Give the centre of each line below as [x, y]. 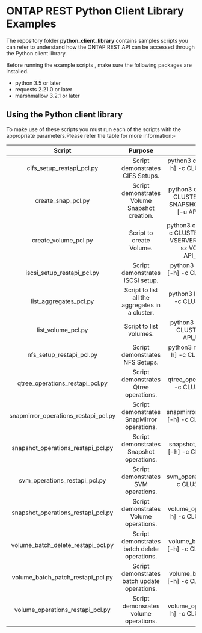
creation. [141, 215]
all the [141, 297]
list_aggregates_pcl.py [63, 301]
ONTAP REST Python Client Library [95, 11]
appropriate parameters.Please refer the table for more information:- [91, 135]
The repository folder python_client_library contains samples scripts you [97, 40]
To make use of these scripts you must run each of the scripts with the [94, 129]
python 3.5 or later [38, 83]
